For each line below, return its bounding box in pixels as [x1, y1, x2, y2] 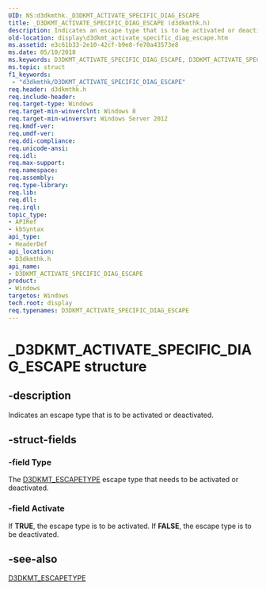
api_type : [8, 233, 41, 241]
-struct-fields [8, 433, 77, 446]
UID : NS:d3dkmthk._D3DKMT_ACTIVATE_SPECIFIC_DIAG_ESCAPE [8, 11, 200, 20]
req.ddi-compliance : [8, 136, 77, 145]
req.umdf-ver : [8, 129, 55, 137]
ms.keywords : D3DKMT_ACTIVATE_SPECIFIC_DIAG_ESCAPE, [8, 56, 186, 64]
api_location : [8, 247, 55, 255]
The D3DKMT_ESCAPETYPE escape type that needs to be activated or [8, 475, 239, 485]
